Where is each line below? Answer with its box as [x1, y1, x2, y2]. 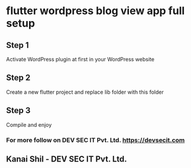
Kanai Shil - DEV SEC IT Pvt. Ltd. [6, 154, 127, 164]
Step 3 [6, 106, 31, 116]
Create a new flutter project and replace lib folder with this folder [6, 88, 164, 95]
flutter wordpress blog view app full [6, 4, 185, 18]
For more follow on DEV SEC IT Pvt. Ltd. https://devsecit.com [6, 136, 185, 144]
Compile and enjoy [6, 121, 52, 128]
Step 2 [6, 73, 31, 83]
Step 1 [6, 40, 30, 50]
